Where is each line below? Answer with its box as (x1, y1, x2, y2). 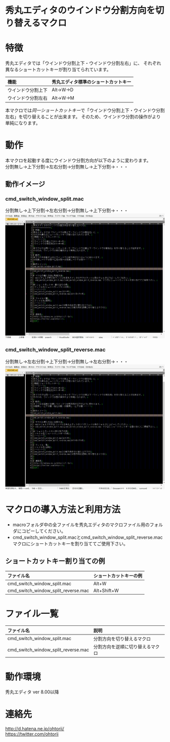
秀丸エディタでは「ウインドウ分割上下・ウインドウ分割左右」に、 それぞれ (5, 60, 161, 66)
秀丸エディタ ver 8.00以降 (5, 689, 59, 695)
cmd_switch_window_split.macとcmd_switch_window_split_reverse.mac (12, 534, 163, 540)
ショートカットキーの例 (93, 573, 143, 579)
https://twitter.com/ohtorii (5, 731, 59, 737)
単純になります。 (5, 120, 40, 126)
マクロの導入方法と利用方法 (5, 504, 121, 515)
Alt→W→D (52, 87, 74, 93)
